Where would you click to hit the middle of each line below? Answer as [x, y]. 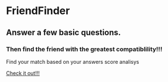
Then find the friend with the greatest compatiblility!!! [84, 49]
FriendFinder [38, 11]
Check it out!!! [23, 73]
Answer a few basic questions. [64, 33]
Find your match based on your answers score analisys [73, 61]
